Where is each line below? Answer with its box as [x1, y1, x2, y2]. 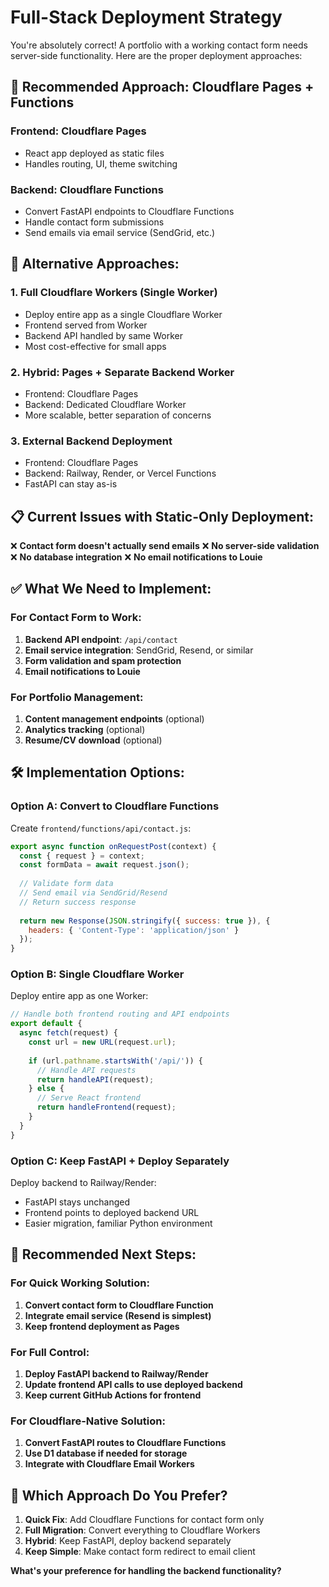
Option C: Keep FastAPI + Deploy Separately [10, 1154, 230, 1168]
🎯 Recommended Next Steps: [10, 1246, 197, 1263]
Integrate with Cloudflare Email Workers [24, 1458, 195, 1470]
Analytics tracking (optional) [24, 724, 146, 735]
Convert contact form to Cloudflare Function [24, 1299, 214, 1311]
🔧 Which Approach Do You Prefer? [10, 1487, 228, 1504]
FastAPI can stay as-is [24, 478, 118, 490]
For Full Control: [10, 1345, 90, 1359]
